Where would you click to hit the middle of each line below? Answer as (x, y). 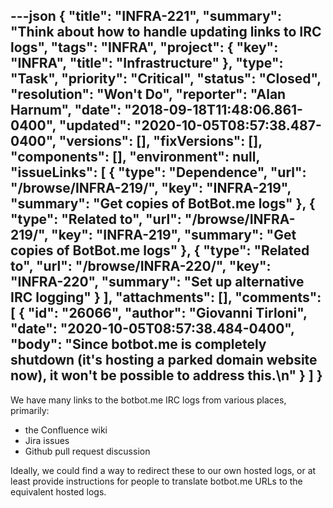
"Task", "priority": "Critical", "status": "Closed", (166, 79)
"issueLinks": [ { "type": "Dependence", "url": (158, 172)
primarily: (30, 410)
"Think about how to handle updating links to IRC (166, 32)
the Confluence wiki (66, 430)
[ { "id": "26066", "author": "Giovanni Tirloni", (159, 313)
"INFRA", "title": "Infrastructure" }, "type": (147, 63)
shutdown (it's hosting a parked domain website (164, 360)
